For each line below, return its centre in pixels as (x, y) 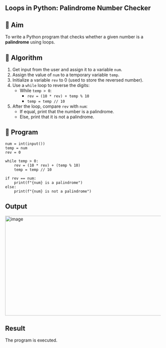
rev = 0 (13, 152)
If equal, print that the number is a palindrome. (67, 112)
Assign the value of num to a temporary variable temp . (66, 75)
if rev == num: (21, 178)
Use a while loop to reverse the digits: (51, 86)
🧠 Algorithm (24, 58)
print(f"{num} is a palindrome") (48, 182)
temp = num (16, 148)
